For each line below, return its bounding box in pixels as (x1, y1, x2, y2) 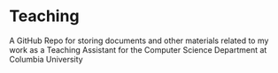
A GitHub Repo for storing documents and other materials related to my (9, 35, 269, 46)
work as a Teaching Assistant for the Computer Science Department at (9, 44, 267, 55)
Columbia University (9, 54, 83, 64)
